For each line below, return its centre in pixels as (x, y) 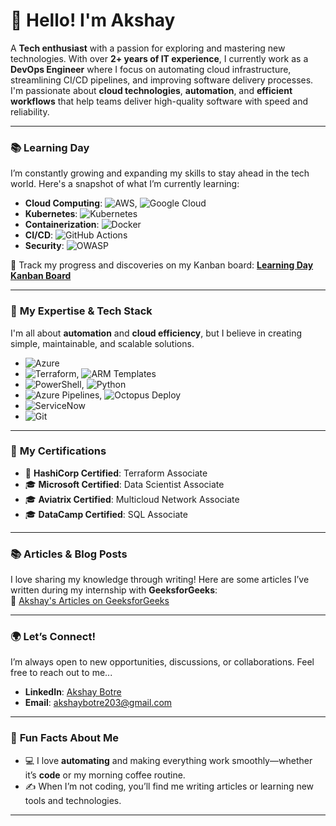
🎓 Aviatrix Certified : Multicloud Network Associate (132, 499)
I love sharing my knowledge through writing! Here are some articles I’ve (160, 580)
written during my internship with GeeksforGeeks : (114, 590)
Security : (44, 246)
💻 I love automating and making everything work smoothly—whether (168, 760)
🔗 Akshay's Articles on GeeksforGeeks (90, 601)
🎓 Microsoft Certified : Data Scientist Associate (124, 484)
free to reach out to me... (61, 673)
